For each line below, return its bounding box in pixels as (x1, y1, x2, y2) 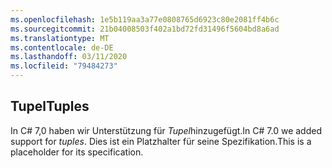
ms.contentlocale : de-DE (10, 42, 114, 53)
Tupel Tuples (10, 98, 90, 115)
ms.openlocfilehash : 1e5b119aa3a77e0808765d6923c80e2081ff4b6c (10, 14, 280, 25)
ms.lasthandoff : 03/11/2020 (10, 52, 128, 62)
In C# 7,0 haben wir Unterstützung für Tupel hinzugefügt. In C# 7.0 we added (10, 124, 322, 136)
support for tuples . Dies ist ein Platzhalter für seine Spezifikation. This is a (10, 135, 312, 147)
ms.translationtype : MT (10, 33, 110, 43)
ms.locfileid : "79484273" (10, 61, 118, 71)
